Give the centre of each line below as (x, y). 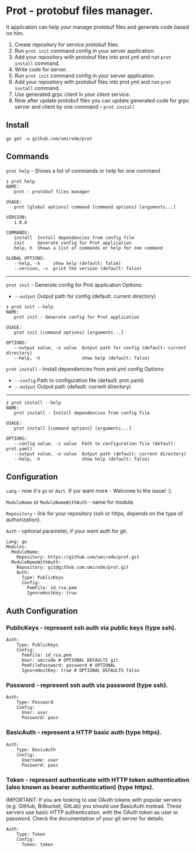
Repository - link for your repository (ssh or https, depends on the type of (94, 514)
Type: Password (35, 702)
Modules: (17, 547)
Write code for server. (41, 69)
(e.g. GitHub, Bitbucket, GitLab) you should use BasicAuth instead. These (94, 806)
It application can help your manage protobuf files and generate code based (98, 27)
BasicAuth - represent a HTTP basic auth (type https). (84, 733)
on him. (15, 33)
